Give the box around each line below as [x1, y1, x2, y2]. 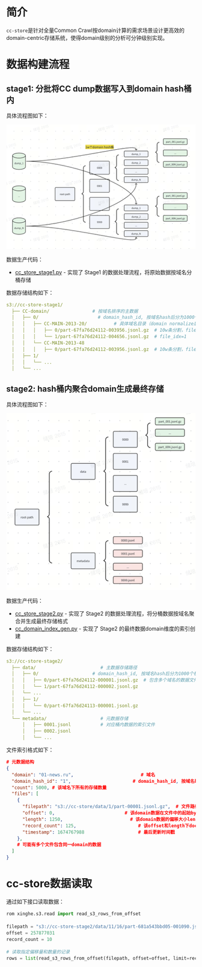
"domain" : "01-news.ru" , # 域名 [11, 771, 156, 778]
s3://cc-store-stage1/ [6, 301, 63, 308]
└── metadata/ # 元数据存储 [11, 715, 129, 722]
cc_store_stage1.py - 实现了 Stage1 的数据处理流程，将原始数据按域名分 [14, 268, 192, 275]
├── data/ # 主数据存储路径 [11, 664, 138, 670]
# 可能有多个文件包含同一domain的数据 [17, 842, 102, 848]
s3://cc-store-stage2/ [6, 658, 63, 664]
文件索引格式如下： [6, 747, 54, 754]
